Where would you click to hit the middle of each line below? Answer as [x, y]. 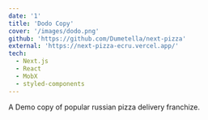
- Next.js [32, 62]
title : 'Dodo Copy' [41, 24]
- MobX [27, 76]
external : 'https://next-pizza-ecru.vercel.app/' [94, 46]
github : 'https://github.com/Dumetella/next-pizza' [97, 39]
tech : [17, 54]
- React [29, 69]
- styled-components [50, 84]
